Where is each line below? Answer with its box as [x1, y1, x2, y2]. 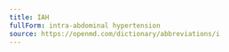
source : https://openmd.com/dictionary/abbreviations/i [9, 29, 220, 38]
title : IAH [9, 12, 50, 22]
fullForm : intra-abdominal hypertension [9, 21, 162, 30]
